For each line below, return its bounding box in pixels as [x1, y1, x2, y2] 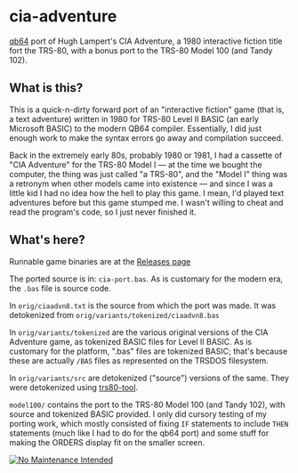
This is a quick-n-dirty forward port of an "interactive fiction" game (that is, [9, 104, 285, 115]
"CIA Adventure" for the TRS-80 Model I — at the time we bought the [9, 159, 262, 170]
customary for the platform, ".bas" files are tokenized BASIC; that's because [9, 346, 288, 356]
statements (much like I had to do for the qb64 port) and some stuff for [9, 428, 270, 438]
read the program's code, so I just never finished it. [9, 207, 197, 217]
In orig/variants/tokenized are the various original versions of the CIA [9, 327, 269, 338]
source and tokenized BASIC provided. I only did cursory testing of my [9, 408, 267, 420]
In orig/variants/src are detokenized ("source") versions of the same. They [9, 372, 289, 383]
